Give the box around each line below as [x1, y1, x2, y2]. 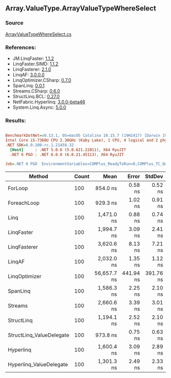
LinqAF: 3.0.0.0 [12, 72, 45, 78]
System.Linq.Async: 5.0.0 [12, 104, 66, 110]
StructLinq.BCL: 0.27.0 [12, 93, 60, 99]
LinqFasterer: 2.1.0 [12, 66, 51, 72]
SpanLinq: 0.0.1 [12, 82, 45, 88]
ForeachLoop [8, 199, 40, 206]
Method [28, 173, 48, 180]
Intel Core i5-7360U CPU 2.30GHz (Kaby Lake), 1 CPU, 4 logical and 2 [5, 138, 158, 143]
